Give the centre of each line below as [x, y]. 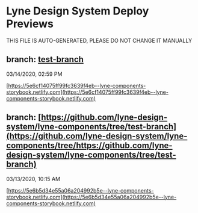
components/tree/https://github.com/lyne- [89, 146]
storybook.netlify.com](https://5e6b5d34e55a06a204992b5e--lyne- [91, 197]
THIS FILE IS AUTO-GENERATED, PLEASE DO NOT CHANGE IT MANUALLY [99, 40]
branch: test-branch [45, 59]
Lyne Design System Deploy [78, 11]
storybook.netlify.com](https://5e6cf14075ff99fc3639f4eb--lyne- [87, 92]
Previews [30, 24]
